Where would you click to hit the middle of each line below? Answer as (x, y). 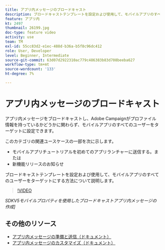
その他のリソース (31, 224)
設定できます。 (41, 130)
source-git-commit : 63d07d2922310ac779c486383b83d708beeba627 (70, 60)
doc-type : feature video (30, 32)
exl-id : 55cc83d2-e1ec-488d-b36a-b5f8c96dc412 (54, 46)
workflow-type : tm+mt (27, 64)
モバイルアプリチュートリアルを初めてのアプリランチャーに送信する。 (83, 152)
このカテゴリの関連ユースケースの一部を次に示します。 (61, 141)
